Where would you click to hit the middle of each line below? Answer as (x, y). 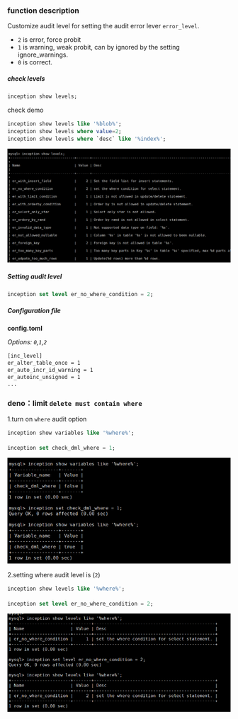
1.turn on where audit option (47, 419)
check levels (26, 78)
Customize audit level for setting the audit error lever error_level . (103, 26)
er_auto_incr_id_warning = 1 (50, 370)
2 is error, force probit (49, 40)
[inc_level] (25, 356)
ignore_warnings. (43, 55)
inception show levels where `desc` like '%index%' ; (87, 139)
